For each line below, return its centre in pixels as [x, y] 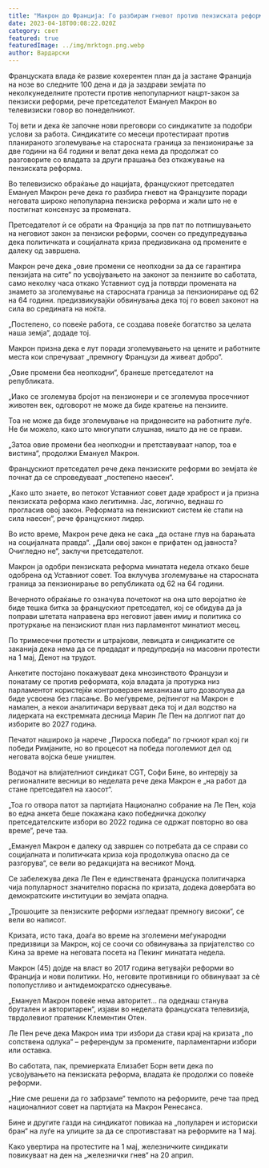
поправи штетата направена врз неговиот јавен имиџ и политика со [125, 616]
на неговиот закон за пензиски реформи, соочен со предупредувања [128, 233]
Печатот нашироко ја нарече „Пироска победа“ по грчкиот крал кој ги [128, 740]
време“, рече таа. [38, 830]
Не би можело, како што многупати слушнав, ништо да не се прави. [125, 429]
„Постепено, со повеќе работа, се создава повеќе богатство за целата [130, 324]
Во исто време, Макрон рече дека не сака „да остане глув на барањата [132, 534]
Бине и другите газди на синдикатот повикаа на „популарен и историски [133, 1122]
